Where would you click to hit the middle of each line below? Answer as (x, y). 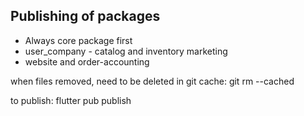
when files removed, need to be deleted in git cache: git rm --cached (152, 81)
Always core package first (78, 40)
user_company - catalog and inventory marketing (126, 51)
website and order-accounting (87, 61)
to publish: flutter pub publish (71, 100)
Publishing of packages (85, 16)
